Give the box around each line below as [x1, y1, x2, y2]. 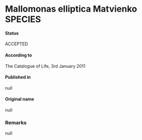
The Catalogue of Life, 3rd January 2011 [5, 63, 85, 69]
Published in [5, 74, 31, 80]
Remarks [5, 119, 27, 126]
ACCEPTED [5, 41, 28, 47]
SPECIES [5, 14, 41, 25]
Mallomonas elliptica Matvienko [5, 3, 138, 15]
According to [5, 52, 32, 58]
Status [5, 30, 19, 36]
